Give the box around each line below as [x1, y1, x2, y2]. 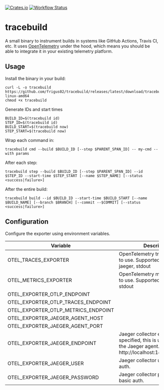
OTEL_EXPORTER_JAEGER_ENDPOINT [7, 340, 97, 346]
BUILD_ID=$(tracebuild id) [5, 115, 60, 121]
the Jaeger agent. [119, 343, 160, 349]
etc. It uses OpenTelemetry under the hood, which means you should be [5, 43, 150, 49]
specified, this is [119, 337, 156, 344]
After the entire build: [5, 186, 48, 192]
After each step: [5, 160, 38, 165]
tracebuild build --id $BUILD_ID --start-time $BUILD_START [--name [5, 196, 147, 201]
